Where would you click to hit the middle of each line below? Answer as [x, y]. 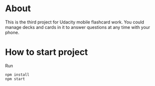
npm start [15, 79]
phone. [12, 32]
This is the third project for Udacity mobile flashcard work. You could [75, 22]
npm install [17, 75]
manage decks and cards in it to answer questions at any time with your [78, 27]
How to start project [47, 52]
